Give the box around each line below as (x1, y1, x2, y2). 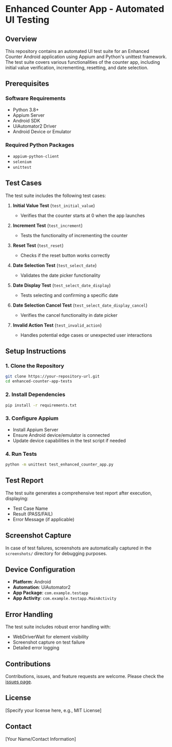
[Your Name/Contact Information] (5, 736, 76, 742)
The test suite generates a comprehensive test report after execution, (5, 490, 152, 496)
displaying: (5, 495, 29, 502)
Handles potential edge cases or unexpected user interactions (20, 332, 152, 338)
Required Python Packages (5, 141, 74, 148)
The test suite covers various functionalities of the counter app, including (5, 59, 160, 65)
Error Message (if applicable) (12, 516, 74, 522)
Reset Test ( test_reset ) (12, 242, 64, 248)
